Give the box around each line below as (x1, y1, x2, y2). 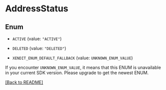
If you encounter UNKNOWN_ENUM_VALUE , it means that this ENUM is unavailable (5, 65, 162, 70)
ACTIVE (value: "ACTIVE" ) (12, 36, 62, 42)
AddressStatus (5, 3, 69, 14)
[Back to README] (5, 80, 43, 85)
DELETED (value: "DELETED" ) (12, 45, 66, 51)
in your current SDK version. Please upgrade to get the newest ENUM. (5, 70, 149, 76)
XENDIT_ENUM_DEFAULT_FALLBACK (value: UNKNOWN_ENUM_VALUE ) (12, 55, 133, 61)
